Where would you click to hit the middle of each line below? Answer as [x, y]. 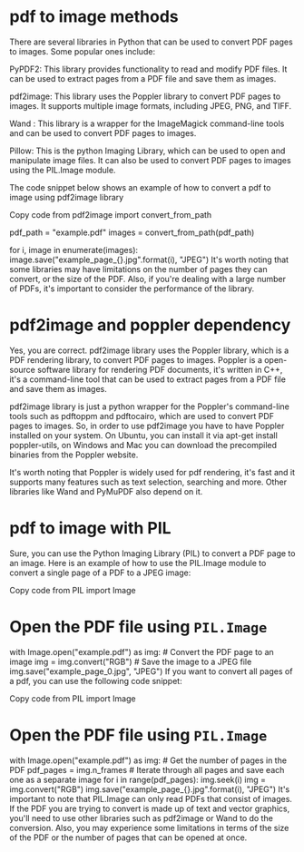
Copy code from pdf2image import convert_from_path [111, 214]
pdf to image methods [94, 17]
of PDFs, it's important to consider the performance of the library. [132, 289]
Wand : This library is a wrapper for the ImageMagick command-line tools [147, 123]
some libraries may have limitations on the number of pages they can [138, 269]
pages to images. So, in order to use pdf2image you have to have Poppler [147, 426]
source [23, 369]
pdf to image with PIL [90, 529]
